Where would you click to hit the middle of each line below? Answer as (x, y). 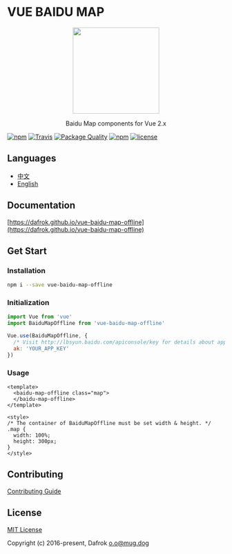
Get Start (27, 251)
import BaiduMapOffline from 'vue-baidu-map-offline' (86, 324)
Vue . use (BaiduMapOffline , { (48, 336)
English (28, 184)
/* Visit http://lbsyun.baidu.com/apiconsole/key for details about (114, 342)
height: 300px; (35, 441)
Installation (27, 270)
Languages (32, 158)
